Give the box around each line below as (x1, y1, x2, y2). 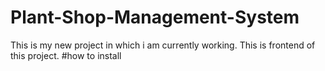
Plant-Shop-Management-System (10, 6, 300, 29)
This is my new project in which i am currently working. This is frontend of (10, 39, 316, 51)
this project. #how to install (10, 49, 122, 61)
